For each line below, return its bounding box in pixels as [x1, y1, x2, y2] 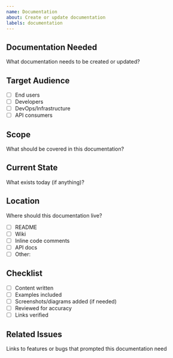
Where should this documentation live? [6, 212, 102, 219]
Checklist [6, 268, 43, 279]
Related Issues [6, 329, 62, 339]
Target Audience [6, 76, 70, 86]
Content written [14, 284, 54, 291]
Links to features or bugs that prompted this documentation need [6, 345, 168, 352]
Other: [14, 250, 31, 258]
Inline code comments [14, 237, 70, 244]
